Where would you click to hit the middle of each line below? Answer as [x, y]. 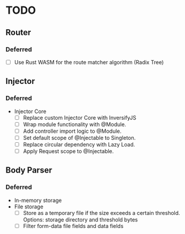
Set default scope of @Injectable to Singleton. [79, 138]
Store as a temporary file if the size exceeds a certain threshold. [101, 213]
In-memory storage [38, 200]
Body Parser [29, 170]
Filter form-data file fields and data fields [73, 226]
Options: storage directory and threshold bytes [80, 219]
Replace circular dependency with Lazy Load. [79, 144]
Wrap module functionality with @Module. [74, 124]
